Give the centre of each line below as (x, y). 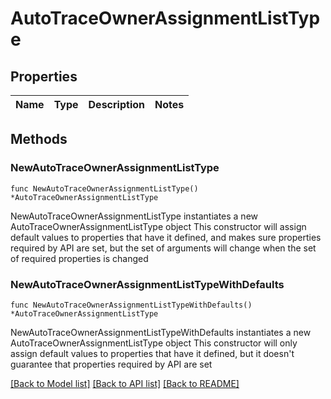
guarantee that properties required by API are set (111, 364)
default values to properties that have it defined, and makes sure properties (166, 237)
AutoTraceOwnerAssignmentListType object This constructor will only (154, 343)
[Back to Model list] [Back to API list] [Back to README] (125, 383)
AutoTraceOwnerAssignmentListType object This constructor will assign (158, 226)
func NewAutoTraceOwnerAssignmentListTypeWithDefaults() (131, 305)
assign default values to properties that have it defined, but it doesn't (152, 353)
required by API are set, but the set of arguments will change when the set (163, 248)
